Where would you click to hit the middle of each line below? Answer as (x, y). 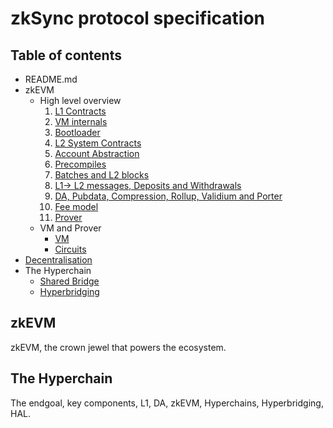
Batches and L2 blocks (102, 175)
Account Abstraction (97, 153)
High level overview (80, 100)
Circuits (70, 249)
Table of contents (66, 55)
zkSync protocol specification (138, 18)
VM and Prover (70, 228)
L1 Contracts (80, 111)
